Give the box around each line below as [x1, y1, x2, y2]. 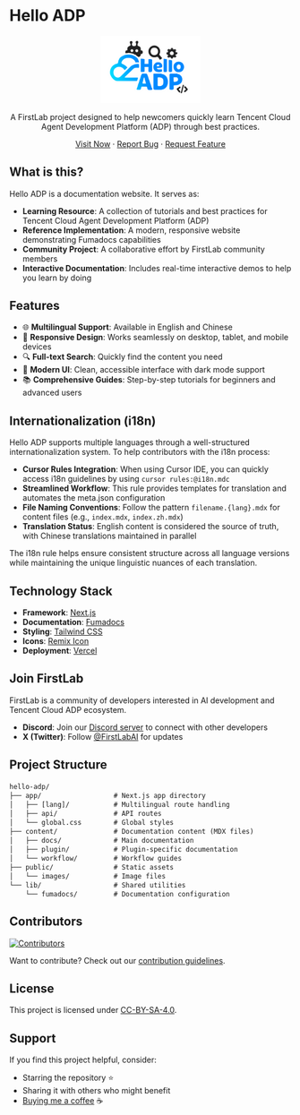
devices [21, 341, 52, 352]
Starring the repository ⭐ [21, 1072, 115, 1084]
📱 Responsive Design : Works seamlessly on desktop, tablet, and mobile [21, 332, 289, 343]
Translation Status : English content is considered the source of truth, [21, 521, 279, 532]
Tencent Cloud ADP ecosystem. [9, 704, 127, 715]
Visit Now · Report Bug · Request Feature [74, 138, 227, 149]
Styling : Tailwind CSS [21, 626, 103, 637]
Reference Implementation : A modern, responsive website [21, 225, 241, 236]
